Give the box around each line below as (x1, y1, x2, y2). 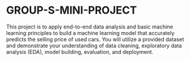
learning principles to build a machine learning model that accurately (6, 29, 175, 36)
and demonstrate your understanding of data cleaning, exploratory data (6, 42, 182, 49)
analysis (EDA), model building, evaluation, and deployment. (6, 48, 154, 55)
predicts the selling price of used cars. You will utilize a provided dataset (6, 36, 185, 43)
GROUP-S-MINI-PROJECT (6, 4, 137, 17)
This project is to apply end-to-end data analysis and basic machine (6, 23, 173, 30)
